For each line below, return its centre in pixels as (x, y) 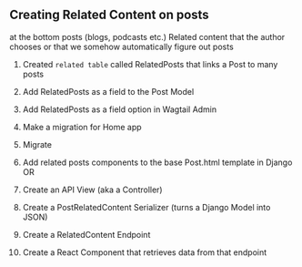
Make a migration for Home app (82, 127)
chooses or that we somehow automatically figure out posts (121, 46)
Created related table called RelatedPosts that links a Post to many (150, 64)
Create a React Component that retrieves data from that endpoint (145, 252)
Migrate (37, 144)
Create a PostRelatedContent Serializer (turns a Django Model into (146, 207)
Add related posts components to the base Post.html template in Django (157, 162)
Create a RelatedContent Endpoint (86, 234)
